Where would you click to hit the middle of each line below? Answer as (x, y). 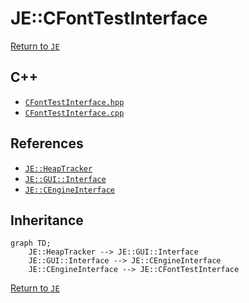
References (47, 143)
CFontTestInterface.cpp (74, 113)
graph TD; (31, 243)
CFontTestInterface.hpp (74, 102)
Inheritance (47, 220)
